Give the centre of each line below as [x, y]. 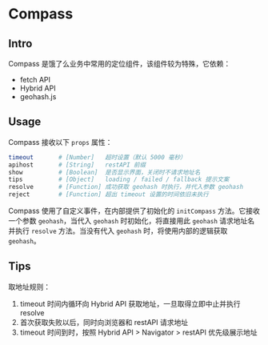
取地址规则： [29, 287]
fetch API [35, 80]
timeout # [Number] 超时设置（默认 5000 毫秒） [97, 157]
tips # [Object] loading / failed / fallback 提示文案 [119, 180]
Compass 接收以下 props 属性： [60, 142]
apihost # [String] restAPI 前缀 [77, 165]
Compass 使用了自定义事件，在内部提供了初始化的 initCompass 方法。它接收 [134, 211]
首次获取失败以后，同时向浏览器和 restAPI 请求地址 [104, 322]
